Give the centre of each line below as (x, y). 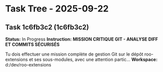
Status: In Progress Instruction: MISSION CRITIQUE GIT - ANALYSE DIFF (82, 39)
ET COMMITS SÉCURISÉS (32, 44)
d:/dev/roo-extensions (28, 65)
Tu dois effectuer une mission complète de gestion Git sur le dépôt (74, 54)
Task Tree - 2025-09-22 (57, 9)
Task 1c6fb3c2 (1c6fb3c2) (47, 27)
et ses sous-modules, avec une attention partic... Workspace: (93, 59)
